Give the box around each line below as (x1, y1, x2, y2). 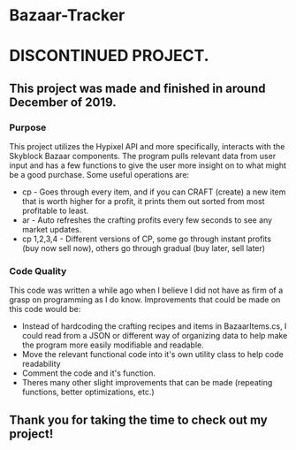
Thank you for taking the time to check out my (9, 412, 268, 427)
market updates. (21, 225, 82, 235)
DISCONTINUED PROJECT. (9, 46, 209, 66)
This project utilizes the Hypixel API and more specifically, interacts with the (9, 141, 285, 152)
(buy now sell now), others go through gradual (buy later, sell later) (21, 243, 266, 254)
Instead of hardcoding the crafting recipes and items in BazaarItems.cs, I (21, 321, 287, 332)
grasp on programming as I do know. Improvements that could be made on (9, 294, 281, 305)
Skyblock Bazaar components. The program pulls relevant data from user (9, 151, 277, 162)
